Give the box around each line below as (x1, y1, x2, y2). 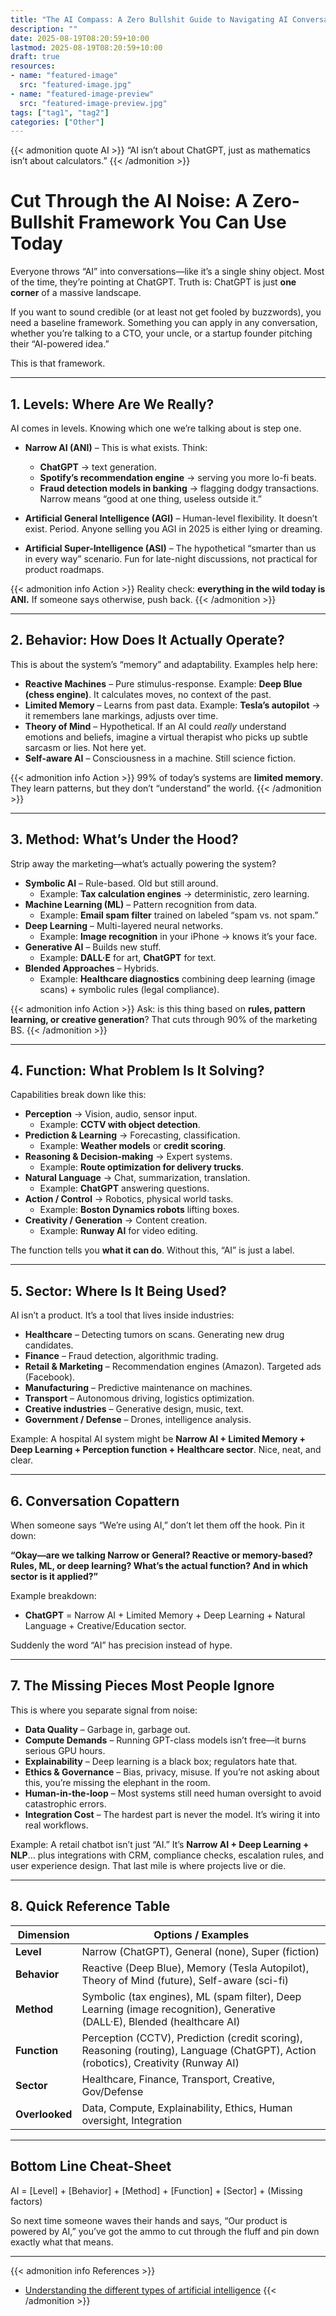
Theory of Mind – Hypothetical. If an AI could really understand (24, 720, 287, 732)
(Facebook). (24, 1371, 76, 1383)
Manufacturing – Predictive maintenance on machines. (24, 1382, 253, 1394)
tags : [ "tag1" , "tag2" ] (10, 107, 110, 118)
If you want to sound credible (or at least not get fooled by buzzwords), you (10, 306, 322, 318)
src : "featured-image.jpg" (19, 80, 132, 90)
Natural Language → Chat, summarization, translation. (24, 1172, 251, 1184)
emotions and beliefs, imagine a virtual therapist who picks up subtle (24, 731, 308, 743)
